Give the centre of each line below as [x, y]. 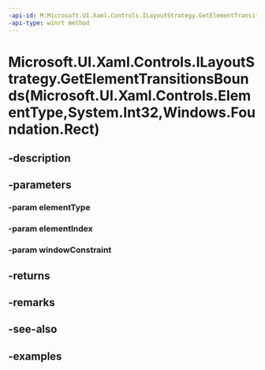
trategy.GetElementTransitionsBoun [129, 79]
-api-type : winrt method [49, 23]
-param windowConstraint [60, 250]
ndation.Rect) [54, 129]
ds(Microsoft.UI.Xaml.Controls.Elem [130, 95]
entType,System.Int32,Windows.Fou [132, 112]
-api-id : [22, 15]
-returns [29, 276]
